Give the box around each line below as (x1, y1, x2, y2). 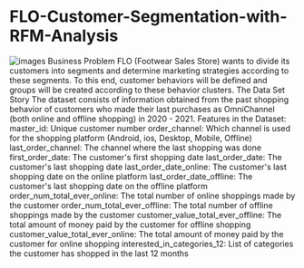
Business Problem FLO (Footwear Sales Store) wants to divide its (47, 55, 290, 66)
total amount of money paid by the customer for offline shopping (9, 219, 251, 230)
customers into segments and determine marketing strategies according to (9, 65, 289, 76)
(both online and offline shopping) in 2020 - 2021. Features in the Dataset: (9, 113, 287, 124)
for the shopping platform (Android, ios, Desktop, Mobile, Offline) (9, 132, 252, 143)
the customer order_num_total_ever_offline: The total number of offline (9, 199, 274, 210)
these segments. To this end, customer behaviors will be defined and (9, 74, 268, 85)
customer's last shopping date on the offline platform (9, 180, 209, 191)
